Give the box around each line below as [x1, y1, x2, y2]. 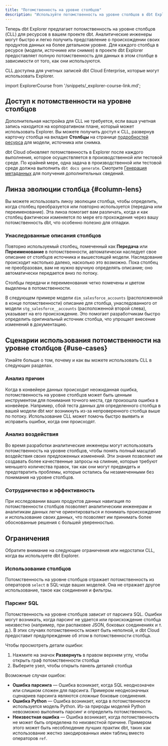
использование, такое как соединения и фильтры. [5, 587, 113, 593]
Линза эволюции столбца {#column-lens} [5, 185, 142, 194]
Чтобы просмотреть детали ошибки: [5, 642, 83, 648]
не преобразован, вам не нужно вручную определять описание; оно [5, 265, 153, 271]
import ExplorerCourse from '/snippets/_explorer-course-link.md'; [5, 82, 141, 88]
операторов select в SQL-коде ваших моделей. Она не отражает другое [5, 582, 160, 588]
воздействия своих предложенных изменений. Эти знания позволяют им [5, 453, 162, 459]
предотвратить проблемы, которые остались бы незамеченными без [5, 469, 154, 475]
